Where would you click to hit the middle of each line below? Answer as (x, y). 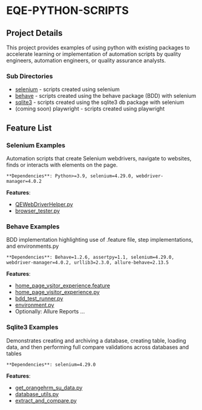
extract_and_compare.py (46, 400)
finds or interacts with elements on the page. (62, 165)
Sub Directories (30, 76)
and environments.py (33, 246)
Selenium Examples (36, 145)
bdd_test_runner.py (39, 299)
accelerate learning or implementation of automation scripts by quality (94, 54)
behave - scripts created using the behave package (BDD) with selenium (106, 96)
